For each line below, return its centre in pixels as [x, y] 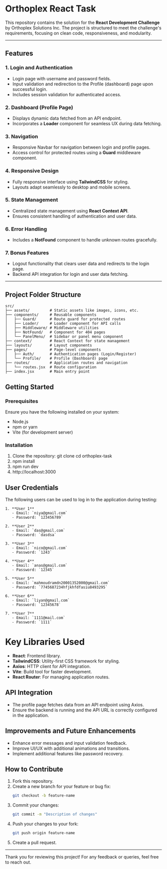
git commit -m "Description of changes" [55, 814]
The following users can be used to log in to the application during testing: [81, 500]
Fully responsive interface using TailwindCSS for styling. [71, 182]
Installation [19, 445]
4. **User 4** [20, 561]
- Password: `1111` [32, 622]
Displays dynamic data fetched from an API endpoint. [67, 118]
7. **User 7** [20, 614]
